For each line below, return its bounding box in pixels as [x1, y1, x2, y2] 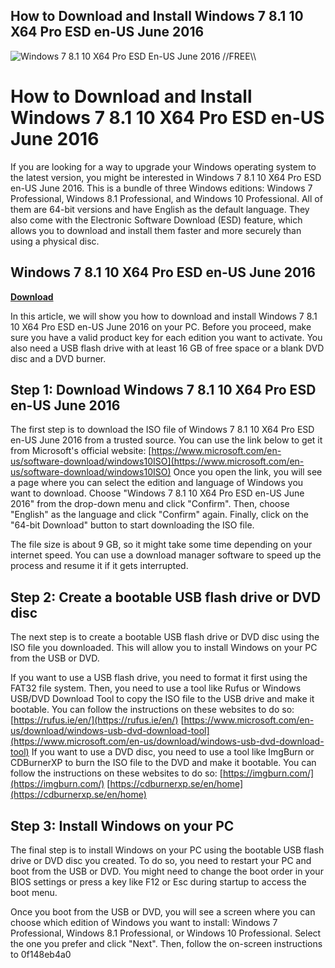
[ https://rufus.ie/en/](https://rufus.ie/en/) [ [10, 714, 185, 726]
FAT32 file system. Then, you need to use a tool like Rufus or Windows [10, 682, 302, 694]
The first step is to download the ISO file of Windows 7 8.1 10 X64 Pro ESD [10, 424, 315, 436]
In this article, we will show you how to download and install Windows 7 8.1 [10, 310, 318, 322]
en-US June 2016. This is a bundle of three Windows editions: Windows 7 [10, 182, 313, 194]
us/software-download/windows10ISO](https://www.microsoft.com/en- [10, 455, 305, 468]
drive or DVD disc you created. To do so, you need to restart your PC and [10, 855, 312, 866]
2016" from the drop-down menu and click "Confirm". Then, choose [10, 498, 290, 510]
